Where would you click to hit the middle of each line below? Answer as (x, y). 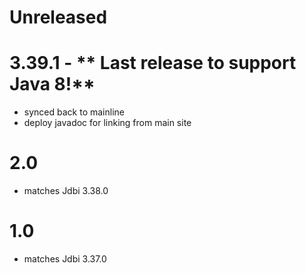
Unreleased (58, 17)
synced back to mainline (74, 112)
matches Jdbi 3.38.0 (66, 191)
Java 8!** (52, 84)
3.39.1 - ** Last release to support (153, 63)
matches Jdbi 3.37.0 (65, 259)
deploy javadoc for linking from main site (107, 123)
